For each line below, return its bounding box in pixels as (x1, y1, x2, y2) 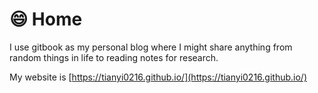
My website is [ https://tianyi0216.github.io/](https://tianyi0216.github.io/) (9, 71, 308, 83)
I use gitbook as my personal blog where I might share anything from (9, 41, 293, 53)
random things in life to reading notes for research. (9, 51, 219, 63)
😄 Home (9, 8, 83, 31)
